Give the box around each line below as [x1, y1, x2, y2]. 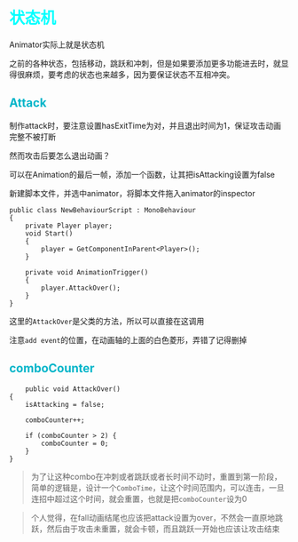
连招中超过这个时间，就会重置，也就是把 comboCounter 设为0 [30, 493, 247, 504]
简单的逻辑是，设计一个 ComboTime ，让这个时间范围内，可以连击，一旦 [30, 482, 286, 493]
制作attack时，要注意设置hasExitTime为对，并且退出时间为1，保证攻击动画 [9, 120, 282, 131]
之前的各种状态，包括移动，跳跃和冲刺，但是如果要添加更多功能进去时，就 [9, 58, 281, 68]
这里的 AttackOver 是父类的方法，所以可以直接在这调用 [9, 315, 205, 326]
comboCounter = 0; [41, 439, 109, 448]
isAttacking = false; [25, 400, 105, 409]
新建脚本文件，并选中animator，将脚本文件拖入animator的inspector [9, 187, 255, 198]
